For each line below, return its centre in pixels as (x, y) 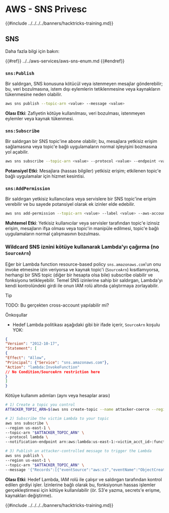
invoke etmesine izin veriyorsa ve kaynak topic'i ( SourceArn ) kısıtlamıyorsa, (82, 269)
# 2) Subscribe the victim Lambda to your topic (57, 418)
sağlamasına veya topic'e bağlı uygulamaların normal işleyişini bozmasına (81, 146)
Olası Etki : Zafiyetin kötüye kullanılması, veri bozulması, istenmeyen (75, 113)
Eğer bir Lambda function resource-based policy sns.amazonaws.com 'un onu (83, 264)
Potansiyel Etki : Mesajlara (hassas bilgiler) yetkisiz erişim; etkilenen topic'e (83, 171)
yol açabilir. (17, 152)
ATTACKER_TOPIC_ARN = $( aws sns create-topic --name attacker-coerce (77, 410)
